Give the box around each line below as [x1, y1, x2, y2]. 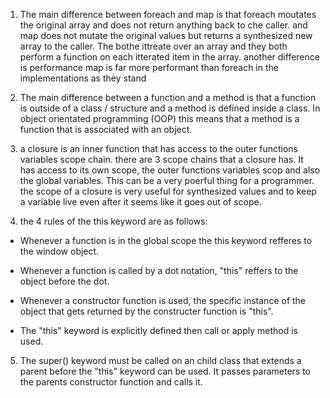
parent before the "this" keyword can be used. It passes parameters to [19, 365, 311, 377]
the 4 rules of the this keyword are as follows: [19, 215, 208, 227]
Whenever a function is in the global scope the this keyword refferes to [19, 235, 313, 246]
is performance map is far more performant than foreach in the [19, 62, 279, 73]
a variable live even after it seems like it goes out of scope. [19, 196, 262, 208]
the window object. [19, 245, 100, 257]
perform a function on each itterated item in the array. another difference [19, 51, 320, 63]
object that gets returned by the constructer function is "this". [19, 305, 274, 317]
